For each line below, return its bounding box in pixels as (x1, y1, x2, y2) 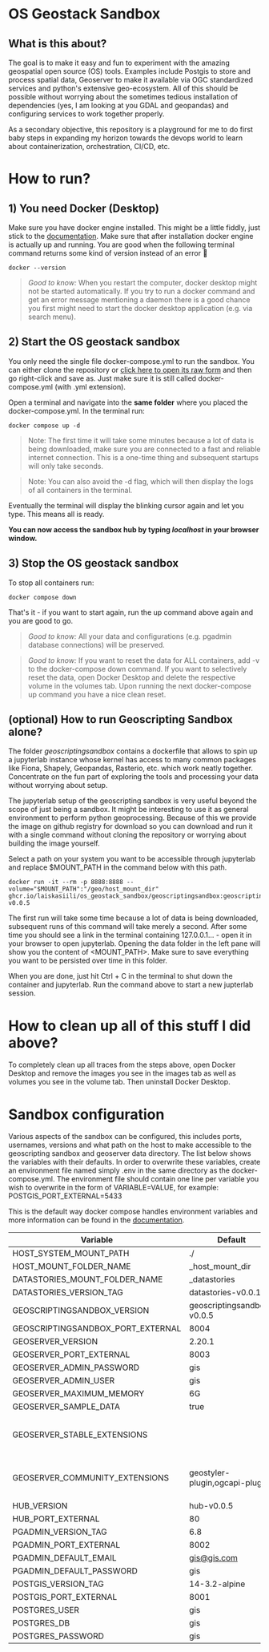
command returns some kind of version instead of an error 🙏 (8, 248, 208, 257)
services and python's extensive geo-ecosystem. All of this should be (8, 83, 239, 93)
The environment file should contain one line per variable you (56, 1174, 259, 1184)
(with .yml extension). (54, 382, 126, 391)
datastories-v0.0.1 (189, 1287, 262, 1299)
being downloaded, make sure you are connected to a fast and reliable (27, 444, 261, 454)
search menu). (27, 312, 76, 321)
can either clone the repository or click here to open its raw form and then (8, 365, 252, 374)
